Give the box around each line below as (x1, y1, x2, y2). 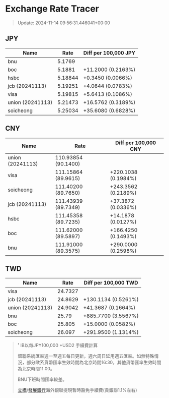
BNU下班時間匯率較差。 (17, 376, 67, 382)
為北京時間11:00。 (17, 366, 55, 372)
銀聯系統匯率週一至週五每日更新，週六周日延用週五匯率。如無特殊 (17, 353, 154, 359)
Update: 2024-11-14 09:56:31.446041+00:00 (17, 20, 111, 26)
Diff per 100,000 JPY (83, 49, 136, 56)
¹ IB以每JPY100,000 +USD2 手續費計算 (17, 343, 98, 349)
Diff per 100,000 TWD (83, 279, 138, 287)
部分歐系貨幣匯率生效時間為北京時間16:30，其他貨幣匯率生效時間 (26, 359, 161, 366)
